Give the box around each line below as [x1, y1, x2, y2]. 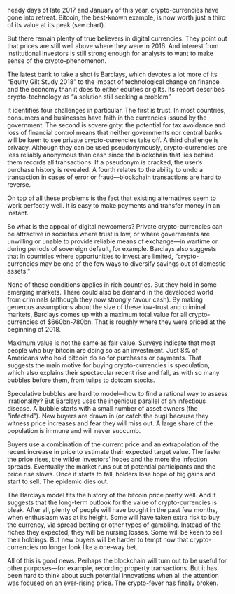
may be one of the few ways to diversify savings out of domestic [39, 260, 226, 268]
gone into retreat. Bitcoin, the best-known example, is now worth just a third [7, 13, 226, 22]
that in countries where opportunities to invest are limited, [7, 252, 173, 260]
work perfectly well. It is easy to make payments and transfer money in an [7, 201, 220, 209]
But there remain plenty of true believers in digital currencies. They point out [7, 34, 227, 43]
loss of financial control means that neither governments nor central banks [7, 129, 222, 136]
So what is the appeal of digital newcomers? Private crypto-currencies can [7, 222, 223, 230]
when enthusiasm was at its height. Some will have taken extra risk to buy [7, 514, 220, 521]
